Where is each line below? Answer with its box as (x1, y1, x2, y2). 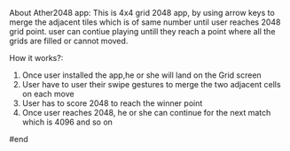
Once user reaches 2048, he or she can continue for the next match (21, 108, 271, 117)
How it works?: (9, 53, 64, 63)
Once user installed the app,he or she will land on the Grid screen (21, 70, 262, 80)
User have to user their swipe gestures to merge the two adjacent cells (21, 79, 281, 89)
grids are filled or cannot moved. (9, 35, 129, 46)
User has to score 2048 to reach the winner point (21, 98, 203, 109)
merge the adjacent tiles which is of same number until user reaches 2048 (9, 17, 281, 27)
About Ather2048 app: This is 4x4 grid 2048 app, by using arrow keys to (9, 8, 275, 18)
